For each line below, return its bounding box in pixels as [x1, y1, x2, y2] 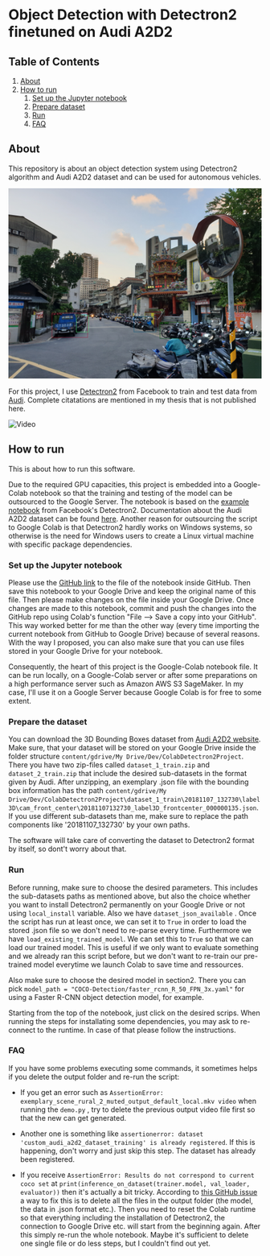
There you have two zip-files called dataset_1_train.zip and [8, 760, 211, 770]
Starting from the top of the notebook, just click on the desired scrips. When [8, 1008, 261, 1018]
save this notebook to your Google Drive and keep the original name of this [8, 586, 256, 596]
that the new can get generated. [19, 1113, 127, 1122]
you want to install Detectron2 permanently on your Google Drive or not [8, 899, 245, 909]
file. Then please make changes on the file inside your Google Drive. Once [8, 594, 255, 605]
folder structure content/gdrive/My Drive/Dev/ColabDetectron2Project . [8, 751, 244, 762]
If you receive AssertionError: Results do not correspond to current [19, 1170, 255, 1180]
